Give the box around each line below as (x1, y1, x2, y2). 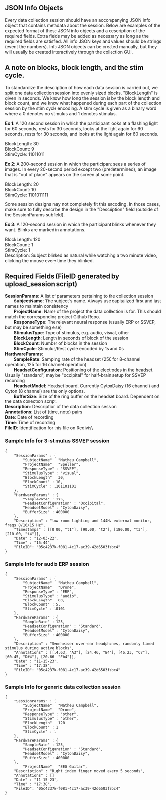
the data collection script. (5, 399, 57, 404)
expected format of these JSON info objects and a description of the (5, 27, 145, 34)
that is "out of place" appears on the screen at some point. (5, 171, 125, 177)
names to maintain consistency (5, 303, 68, 309)
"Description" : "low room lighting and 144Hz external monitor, (14, 518, 152, 523)
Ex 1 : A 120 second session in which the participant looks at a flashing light (5, 120, 158, 126)
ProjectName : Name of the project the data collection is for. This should (14, 308, 161, 315)
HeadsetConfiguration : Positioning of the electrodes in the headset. (14, 367, 154, 373)
